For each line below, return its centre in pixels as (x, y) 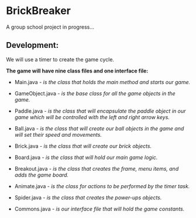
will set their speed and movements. (58, 134)
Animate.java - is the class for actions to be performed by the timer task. (102, 186)
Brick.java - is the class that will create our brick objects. (83, 146)
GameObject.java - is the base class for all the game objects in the (95, 93)
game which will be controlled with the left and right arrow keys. (92, 117)
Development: (32, 45)
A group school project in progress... (50, 27)
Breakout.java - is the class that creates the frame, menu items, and (97, 168)
